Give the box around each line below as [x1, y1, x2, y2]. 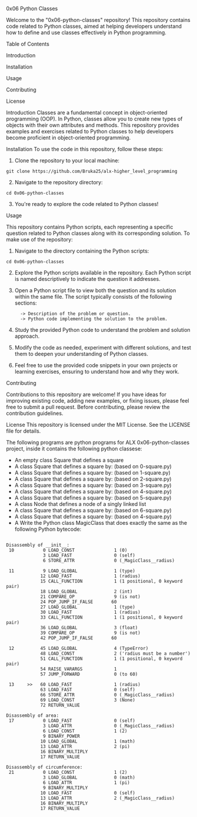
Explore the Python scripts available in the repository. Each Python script [14, 269, 191, 276]
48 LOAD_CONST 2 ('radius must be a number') [40, 651, 191, 656]
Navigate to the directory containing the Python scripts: [14, 247, 149, 254]
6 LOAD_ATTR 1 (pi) [43, 780, 131, 786]
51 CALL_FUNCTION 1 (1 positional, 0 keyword [40, 656, 183, 662]
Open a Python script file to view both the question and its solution [14, 287, 176, 294]
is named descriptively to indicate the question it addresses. [14, 276, 161, 282]
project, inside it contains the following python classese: [6, 445, 142, 452]
